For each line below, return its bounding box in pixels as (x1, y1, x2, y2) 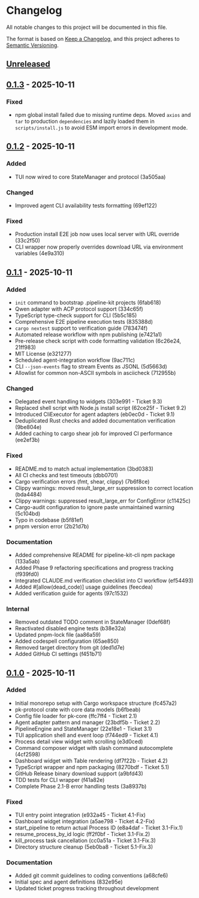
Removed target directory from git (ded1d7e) (14, 644, 125, 651)
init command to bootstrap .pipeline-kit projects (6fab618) (14, 299, 161, 306)
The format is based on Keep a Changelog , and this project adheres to (6, 35, 180, 42)
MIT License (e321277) (14, 350, 72, 357)
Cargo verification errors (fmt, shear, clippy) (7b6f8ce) (14, 478, 150, 485)
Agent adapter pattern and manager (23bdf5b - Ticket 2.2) (14, 719, 161, 726)
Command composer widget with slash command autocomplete (14, 744, 173, 751)
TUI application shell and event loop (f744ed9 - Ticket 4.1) (14, 731, 159, 739)
